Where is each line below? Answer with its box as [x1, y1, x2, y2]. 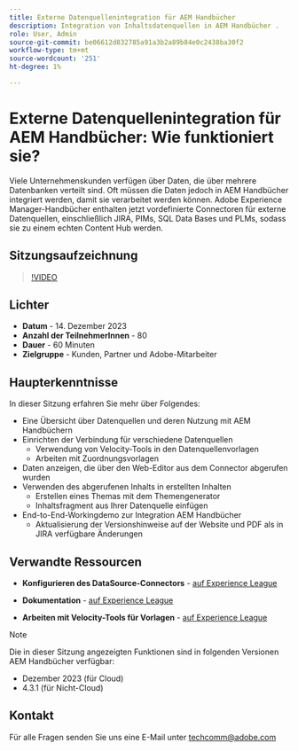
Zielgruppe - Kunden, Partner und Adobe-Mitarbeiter [21, 349, 217, 360]
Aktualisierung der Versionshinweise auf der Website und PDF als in [35, 520, 284, 530]
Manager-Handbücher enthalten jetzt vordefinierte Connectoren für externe [9, 203, 286, 214]
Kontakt [9, 708, 55, 724]
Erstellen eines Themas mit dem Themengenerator [35, 491, 221, 502]
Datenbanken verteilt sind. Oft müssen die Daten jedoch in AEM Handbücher [9, 184, 289, 195]
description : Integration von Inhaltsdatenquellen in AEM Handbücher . [9, 21, 279, 30]
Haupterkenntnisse [9, 374, 118, 390]
